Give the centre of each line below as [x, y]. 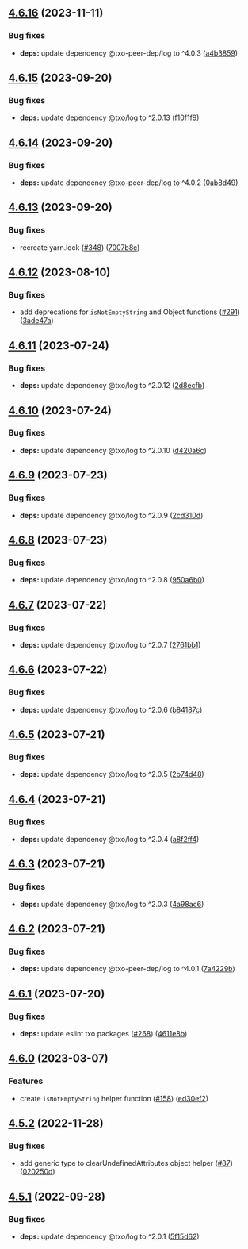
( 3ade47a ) [36, 321]
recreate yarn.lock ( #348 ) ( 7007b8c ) [80, 247]
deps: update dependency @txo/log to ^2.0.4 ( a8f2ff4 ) [109, 839]
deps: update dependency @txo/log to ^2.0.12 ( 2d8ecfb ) [112, 386]
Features [26, 1081]
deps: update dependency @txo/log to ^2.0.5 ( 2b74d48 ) [112, 774]
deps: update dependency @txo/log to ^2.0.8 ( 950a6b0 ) [112, 580]
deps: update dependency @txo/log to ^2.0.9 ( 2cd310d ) [111, 515]
